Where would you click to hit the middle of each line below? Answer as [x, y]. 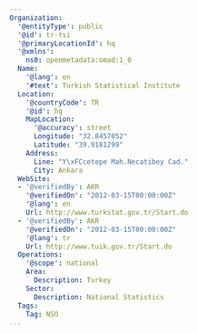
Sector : [40, 288]
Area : [36, 272]
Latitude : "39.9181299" [79, 145]
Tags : [28, 306]
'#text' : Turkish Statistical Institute [103, 86]
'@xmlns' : [36, 52]
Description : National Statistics [99, 297]
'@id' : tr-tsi [44, 35]
